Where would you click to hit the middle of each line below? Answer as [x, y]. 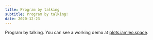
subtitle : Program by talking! [37, 14]
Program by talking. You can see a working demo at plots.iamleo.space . [77, 33]
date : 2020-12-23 [23, 19]
